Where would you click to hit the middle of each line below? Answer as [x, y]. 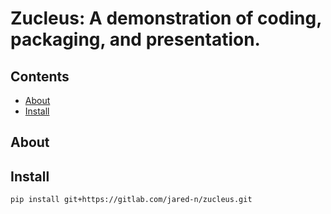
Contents [40, 76]
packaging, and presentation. [135, 39]
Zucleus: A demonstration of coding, [166, 18]
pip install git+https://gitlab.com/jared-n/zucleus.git [131, 200]
